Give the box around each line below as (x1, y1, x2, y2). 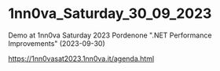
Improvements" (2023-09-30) (8, 38, 105, 48)
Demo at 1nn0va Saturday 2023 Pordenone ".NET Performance (8, 30, 212, 40)
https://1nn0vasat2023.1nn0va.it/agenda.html (8, 54, 155, 63)
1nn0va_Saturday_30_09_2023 (8, 5, 212, 23)
